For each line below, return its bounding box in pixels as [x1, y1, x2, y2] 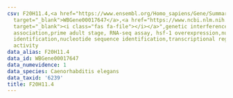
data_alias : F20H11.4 [7, 49, 70, 56]
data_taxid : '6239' [7, 74, 64, 81]
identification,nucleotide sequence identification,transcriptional [13, 36, 216, 43]
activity [13, 42, 39, 49]
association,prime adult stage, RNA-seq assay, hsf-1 [13, 29, 172, 37]
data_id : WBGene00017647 [7, 55, 79, 62]
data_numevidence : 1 [7, 61, 67, 68]
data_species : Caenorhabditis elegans [7, 68, 119, 75]
